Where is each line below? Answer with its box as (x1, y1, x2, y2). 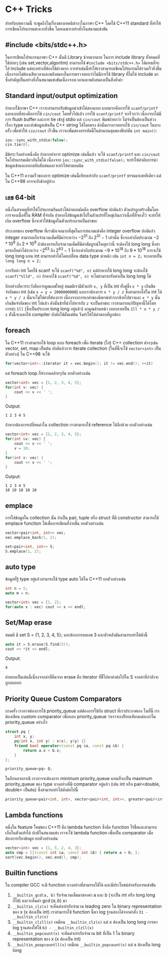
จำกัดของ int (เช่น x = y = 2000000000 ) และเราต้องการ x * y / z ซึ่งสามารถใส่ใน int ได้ (5, 289, 162, 295)
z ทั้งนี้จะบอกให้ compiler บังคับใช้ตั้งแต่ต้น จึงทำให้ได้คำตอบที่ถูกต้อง (5, 312, 121, 318)
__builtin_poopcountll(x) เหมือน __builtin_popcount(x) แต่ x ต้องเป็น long (12, 941, 161, 948)
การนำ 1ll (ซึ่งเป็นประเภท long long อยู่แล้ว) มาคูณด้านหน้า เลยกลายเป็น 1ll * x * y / (5, 306, 160, 312)
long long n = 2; (5, 259, 41, 264)
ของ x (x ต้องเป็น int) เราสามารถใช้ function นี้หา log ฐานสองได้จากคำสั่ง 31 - (12, 909, 148, 915)
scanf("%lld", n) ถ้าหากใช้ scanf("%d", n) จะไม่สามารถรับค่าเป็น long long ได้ (5, 273, 151, 279)
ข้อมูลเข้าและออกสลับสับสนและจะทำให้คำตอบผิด (5, 162, 84, 169)
